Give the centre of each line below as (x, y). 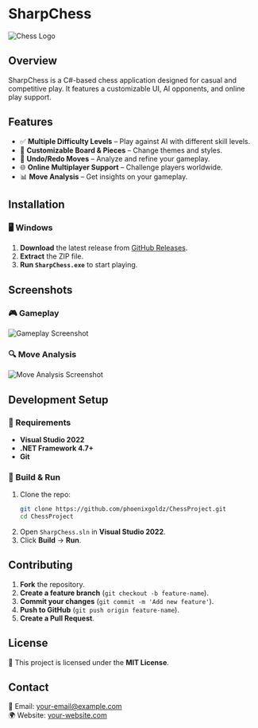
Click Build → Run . (50, 540)
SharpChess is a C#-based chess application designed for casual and (122, 80)
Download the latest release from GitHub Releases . (104, 248)
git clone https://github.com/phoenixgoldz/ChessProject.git (123, 509)
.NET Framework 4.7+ (56, 448)
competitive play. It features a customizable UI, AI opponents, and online (127, 88)
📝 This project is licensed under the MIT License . (89, 662)
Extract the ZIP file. (52, 256)
